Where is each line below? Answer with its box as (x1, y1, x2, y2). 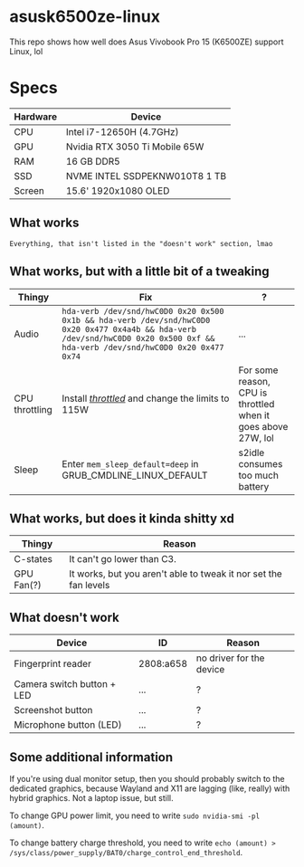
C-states (14, 553, 52, 566)
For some (238, 364, 279, 376)
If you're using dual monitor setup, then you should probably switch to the (9, 773, 285, 784)
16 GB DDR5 (65, 155, 120, 167)
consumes (238, 457, 283, 470)
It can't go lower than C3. (69, 553, 176, 566)
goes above (238, 420, 289, 433)
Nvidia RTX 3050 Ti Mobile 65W (65, 140, 204, 153)
